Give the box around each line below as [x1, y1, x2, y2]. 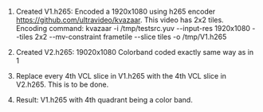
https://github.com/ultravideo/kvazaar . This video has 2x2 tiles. [15, 15, 225, 25]
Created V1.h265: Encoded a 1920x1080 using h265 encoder [15, 7, 216, 16]
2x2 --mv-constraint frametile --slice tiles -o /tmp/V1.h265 [34, 32, 227, 41]
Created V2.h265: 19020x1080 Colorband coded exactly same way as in [15, 48, 253, 56]
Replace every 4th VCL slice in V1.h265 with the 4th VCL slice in [15, 71, 227, 80]
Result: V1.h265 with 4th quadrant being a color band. [15, 95, 193, 104]
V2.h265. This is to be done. [15, 79, 109, 89]
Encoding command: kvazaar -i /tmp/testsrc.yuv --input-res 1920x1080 [15, 24, 251, 33]
